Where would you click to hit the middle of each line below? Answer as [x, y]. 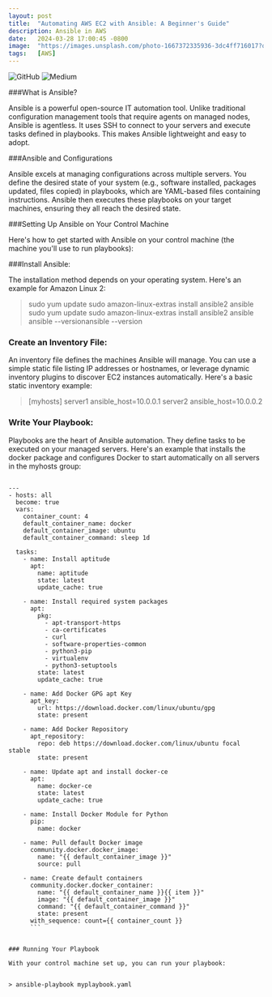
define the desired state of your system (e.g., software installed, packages [132, 182]
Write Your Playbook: [51, 422]
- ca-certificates [75, 630]
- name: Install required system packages [96, 601]
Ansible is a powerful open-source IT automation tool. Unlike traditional [127, 108]
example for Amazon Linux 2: [57, 288]
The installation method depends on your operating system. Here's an [125, 280]
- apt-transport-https [83, 623]
